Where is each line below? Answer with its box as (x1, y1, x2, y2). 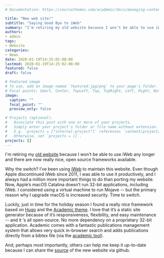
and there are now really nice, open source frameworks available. (5, 157, 137, 163)
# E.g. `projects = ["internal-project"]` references (5, 129, 121, 134)
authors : (5, 30, 23, 35)
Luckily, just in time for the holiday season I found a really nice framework (5, 201, 153, 208)
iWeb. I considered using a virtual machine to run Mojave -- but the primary (5, 187, 157, 193)
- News (5, 52, 19, 57)
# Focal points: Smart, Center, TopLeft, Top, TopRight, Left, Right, (5, 88, 152, 93)
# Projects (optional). (5, 115, 54, 120)
